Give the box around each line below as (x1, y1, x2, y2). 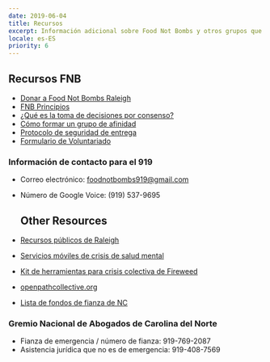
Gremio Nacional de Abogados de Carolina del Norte (8, 318, 217, 329)
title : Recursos (8, 19, 63, 27)
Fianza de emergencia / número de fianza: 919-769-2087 (19, 336, 212, 346)
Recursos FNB (8, 72, 82, 86)
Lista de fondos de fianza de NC (19, 298, 128, 308)
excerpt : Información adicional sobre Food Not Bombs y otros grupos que (8, 27, 263, 35)
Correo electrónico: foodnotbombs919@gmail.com (19, 175, 189, 184)
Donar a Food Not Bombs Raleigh (19, 93, 132, 103)
